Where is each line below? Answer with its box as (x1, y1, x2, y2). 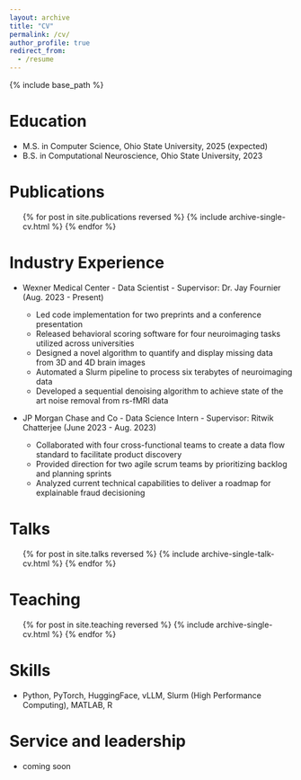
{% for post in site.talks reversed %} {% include (22, 548, 200, 559)
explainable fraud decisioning (35, 487, 146, 498)
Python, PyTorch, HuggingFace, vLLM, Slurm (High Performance (22, 689, 262, 701)
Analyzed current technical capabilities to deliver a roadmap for (35, 477, 271, 488)
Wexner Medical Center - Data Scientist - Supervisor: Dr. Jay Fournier (22, 282, 281, 293)
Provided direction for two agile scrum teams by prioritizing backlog (35, 458, 288, 469)
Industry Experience (9, 253, 164, 273)
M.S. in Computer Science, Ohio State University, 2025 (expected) (22, 140, 268, 151)
